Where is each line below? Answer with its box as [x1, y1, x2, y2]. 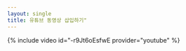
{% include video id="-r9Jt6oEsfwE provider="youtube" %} [7, 36, 180, 44]
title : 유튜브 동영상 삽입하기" [7, 17, 87, 24]
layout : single [7, 10, 52, 17]
